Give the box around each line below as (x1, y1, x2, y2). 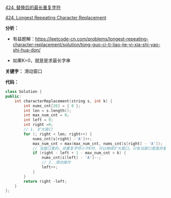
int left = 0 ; (23, 117, 53, 123)
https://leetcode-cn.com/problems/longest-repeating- (35, 36, 149, 42)
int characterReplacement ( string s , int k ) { (14, 98, 113, 104)
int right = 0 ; (23, 122, 53, 127)
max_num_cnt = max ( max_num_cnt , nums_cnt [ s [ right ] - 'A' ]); (32, 141, 163, 146)
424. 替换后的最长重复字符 (5, 5, 61, 10)
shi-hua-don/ (12, 47, 41, 53)
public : (5, 93, 22, 99)
